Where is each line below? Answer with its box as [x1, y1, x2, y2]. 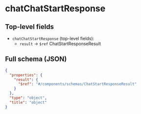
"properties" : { [9, 72, 43, 78]
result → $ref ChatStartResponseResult [19, 41, 101, 47]
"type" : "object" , [9, 95, 47, 101]
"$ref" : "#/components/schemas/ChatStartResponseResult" [18, 82, 137, 86]
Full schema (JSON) [5, 55, 67, 63]
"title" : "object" [9, 100, 47, 105]
